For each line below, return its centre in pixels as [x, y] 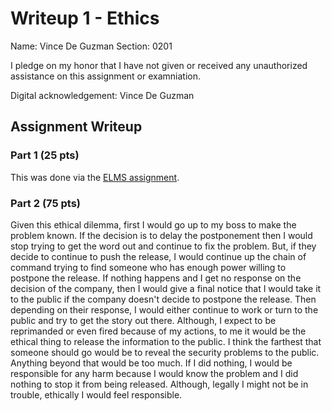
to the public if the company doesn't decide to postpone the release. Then [163, 299]
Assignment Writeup [76, 127]
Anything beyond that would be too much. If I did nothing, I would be [151, 363]
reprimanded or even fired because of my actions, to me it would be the [158, 331]
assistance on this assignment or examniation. [105, 76]
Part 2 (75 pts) [45, 203]
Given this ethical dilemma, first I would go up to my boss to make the [153, 224]
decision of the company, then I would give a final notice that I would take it [166, 288]
